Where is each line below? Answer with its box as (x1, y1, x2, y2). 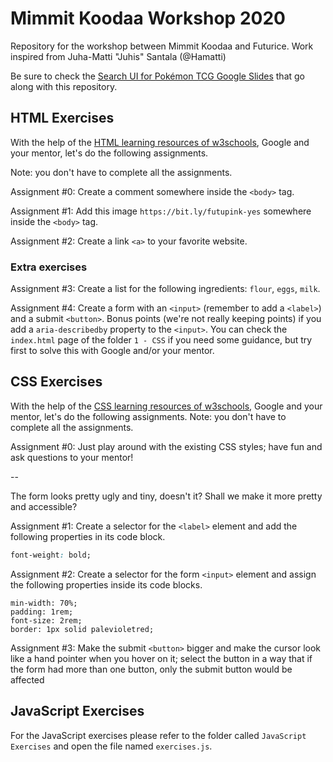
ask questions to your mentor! (10, 451, 134, 463)
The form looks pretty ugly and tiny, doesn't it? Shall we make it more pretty (10, 490, 323, 502)
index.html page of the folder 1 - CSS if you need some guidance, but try (10, 334, 313, 346)
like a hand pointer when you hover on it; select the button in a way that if (10, 652, 313, 664)
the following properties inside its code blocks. (10, 578, 203, 591)
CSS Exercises (10, 373, 103, 391)
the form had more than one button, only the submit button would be (10, 663, 293, 675)
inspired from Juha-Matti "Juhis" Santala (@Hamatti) (10, 50, 227, 62)
